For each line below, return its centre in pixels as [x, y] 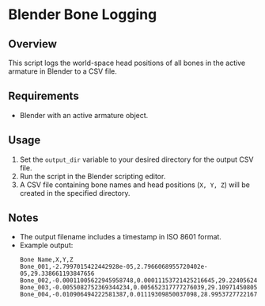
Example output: [46, 245]
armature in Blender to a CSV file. [62, 71]
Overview [33, 44]
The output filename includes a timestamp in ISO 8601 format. [120, 237]
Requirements [44, 96]
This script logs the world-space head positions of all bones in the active [127, 63]
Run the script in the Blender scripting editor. [93, 176]
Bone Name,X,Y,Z [46, 260]
